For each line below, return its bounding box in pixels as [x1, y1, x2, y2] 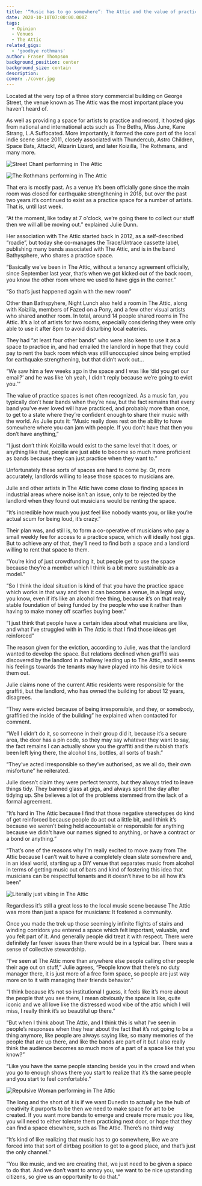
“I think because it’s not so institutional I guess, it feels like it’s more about [6, 988, 188, 995]
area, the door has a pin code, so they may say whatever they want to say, [6, 736, 191, 743]
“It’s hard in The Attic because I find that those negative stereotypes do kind [6, 810, 195, 817]
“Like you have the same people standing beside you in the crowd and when [6, 1063, 195, 1070]
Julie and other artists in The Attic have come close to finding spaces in [6, 485, 183, 492]
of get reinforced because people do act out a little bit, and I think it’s [6, 816, 177, 823]
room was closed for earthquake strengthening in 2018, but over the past [6, 190, 188, 197]
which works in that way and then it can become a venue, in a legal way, [6, 589, 186, 596]
